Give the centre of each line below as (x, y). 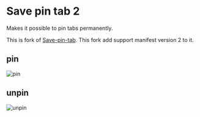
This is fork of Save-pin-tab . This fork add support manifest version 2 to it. (100, 40)
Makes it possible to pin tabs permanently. (60, 28)
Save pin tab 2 (43, 11)
